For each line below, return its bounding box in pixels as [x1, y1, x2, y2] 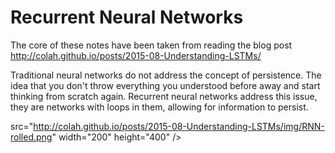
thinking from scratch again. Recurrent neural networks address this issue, [10, 90, 318, 102]
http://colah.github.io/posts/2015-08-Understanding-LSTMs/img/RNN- [33, 120, 325, 132]
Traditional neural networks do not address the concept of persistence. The [10, 69, 322, 81]
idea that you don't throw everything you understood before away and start [10, 79, 321, 91]
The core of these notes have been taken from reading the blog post [10, 39, 293, 51]
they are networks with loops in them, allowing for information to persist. [10, 101, 309, 113]
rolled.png [10, 131, 53, 143]
